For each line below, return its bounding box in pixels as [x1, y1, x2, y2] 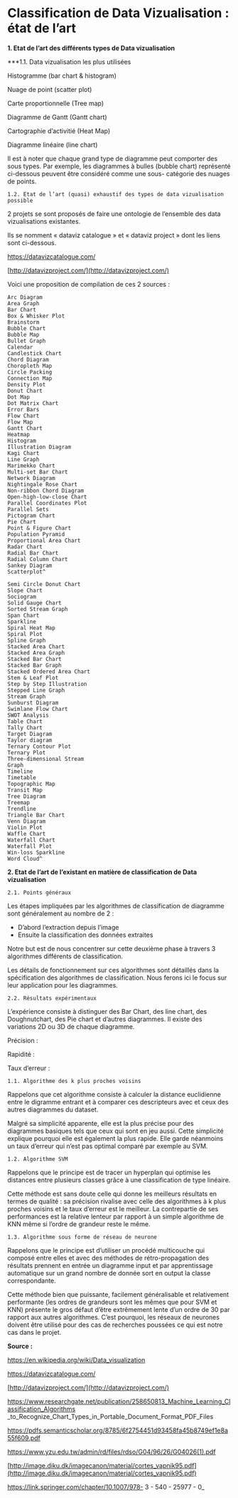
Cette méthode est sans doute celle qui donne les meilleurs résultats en [7, 1189, 217, 1198]
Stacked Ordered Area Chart [7, 668, 91, 675]
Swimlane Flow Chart [7, 705, 69, 712]
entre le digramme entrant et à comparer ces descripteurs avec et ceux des [7, 1097, 229, 1106]
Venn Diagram [7, 818, 46, 825]
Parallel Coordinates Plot [7, 499, 87, 507]
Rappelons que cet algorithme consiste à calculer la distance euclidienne [7, 1089, 222, 1099]
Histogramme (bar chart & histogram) [7, 71, 117, 80]
